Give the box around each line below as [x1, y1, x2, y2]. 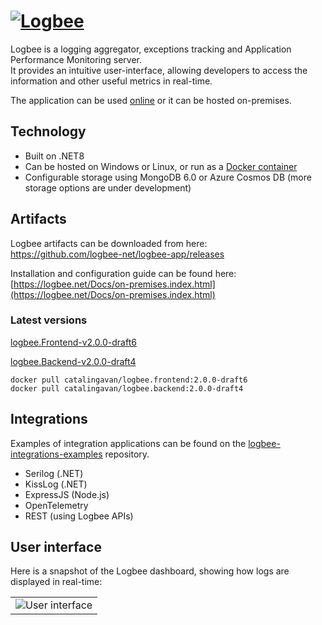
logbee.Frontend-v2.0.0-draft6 [10, 336, 137, 348]
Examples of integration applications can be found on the [10, 437, 247, 449]
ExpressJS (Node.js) [24, 488, 110, 500]
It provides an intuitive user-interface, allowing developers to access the [10, 64, 308, 76]
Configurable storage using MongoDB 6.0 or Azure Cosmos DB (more [24, 171, 312, 183]
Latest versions [10, 313, 88, 327]
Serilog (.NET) [24, 467, 84, 479]
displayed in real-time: [10, 576, 103, 588]
